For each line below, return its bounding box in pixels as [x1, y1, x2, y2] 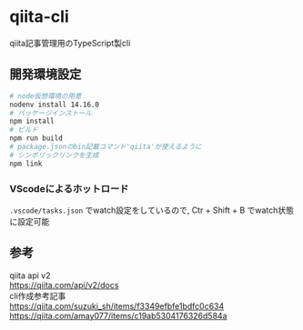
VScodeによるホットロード [9, 182, 129, 195]
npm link [9, 159, 43, 168]
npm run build [9, 134, 64, 143]
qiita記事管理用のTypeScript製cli [9, 37, 131, 48]
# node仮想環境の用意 [9, 91, 82, 101]
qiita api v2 [9, 270, 51, 281]
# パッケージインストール [9, 108, 93, 117]
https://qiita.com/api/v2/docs [9, 279, 119, 290]
